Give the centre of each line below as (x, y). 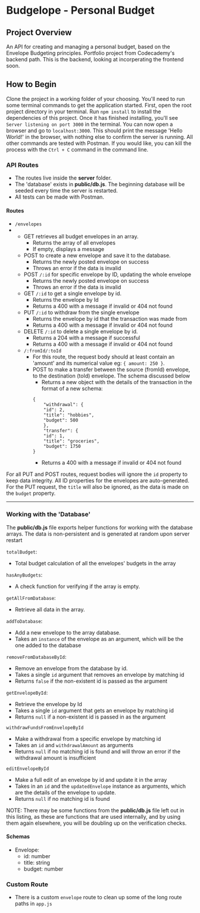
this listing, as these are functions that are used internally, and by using (93, 816)
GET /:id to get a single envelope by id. (73, 293)
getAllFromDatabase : (31, 598)
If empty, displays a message (68, 249)
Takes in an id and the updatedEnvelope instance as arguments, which (100, 786)
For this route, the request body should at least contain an (104, 357)
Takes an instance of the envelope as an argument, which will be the (99, 639)
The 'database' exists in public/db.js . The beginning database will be (100, 184)
